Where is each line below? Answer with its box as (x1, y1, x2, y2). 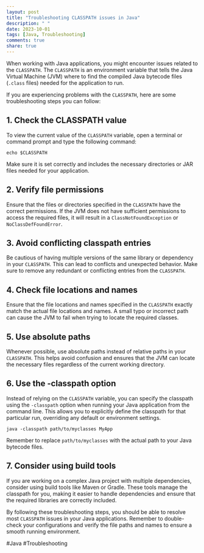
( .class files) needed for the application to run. (6, 79, 124, 86)
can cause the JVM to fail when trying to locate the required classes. (6, 314, 179, 321)
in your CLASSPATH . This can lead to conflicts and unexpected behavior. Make (6, 261, 198, 268)
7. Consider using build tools (6, 461, 116, 471)
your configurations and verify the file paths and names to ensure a (23, 521, 192, 529)
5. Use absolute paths (6, 331, 91, 342)
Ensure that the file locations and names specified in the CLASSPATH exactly (6, 301, 193, 308)
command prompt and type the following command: (6, 138, 137, 145)
